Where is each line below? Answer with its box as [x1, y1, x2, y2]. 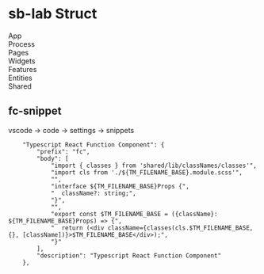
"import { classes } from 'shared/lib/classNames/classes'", [50, 162, 258, 169]
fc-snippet [8, 105, 62, 118]
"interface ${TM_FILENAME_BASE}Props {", [50, 182, 190, 190]
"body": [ [36, 154, 69, 162]
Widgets [8, 56, 36, 66]
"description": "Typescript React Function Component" [36, 251, 222, 260]
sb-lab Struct [8, 5, 98, 23]
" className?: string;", [50, 189, 136, 197]
